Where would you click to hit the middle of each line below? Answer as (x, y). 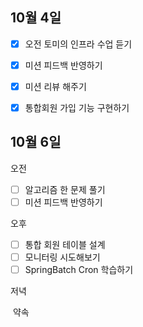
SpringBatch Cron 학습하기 (79, 270)
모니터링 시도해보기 (62, 257)
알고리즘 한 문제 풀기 (65, 189)
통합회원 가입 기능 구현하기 (77, 107)
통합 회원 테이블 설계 (65, 244)
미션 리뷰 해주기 (55, 86)
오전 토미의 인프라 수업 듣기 (78, 44)
